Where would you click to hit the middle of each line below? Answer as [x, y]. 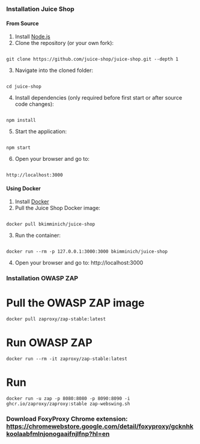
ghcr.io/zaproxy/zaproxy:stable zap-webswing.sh [68, 404]
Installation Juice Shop [41, 9]
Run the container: [38, 235]
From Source [23, 23]
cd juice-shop [24, 87]
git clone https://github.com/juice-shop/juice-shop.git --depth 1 [92, 59]
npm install [21, 121]
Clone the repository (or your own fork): [64, 43]
